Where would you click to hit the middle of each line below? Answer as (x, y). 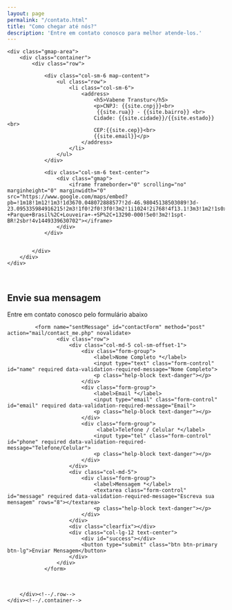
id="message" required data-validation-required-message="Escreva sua (111, 497)
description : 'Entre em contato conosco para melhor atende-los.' (105, 33)
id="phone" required (37, 442)
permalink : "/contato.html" (48, 20)
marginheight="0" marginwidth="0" (57, 191)
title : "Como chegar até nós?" (52, 26)
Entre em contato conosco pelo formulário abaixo (78, 314)
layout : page (26, 13)
